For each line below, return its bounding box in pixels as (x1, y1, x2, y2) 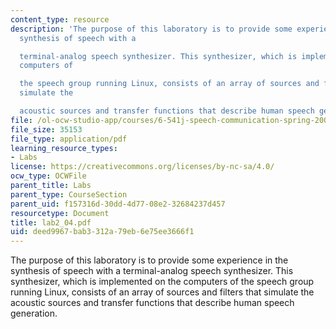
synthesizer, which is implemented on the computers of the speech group (10, 276, 315, 288)
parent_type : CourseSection (10, 189, 128, 200)
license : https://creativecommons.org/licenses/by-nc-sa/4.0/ (10, 162, 275, 172)
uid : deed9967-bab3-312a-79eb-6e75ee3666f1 (10, 227, 195, 237)
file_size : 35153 (10, 124, 83, 135)
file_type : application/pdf (10, 134, 128, 144)
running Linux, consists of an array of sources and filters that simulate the (10, 286, 315, 298)
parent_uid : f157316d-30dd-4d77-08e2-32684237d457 (10, 199, 226, 209)
